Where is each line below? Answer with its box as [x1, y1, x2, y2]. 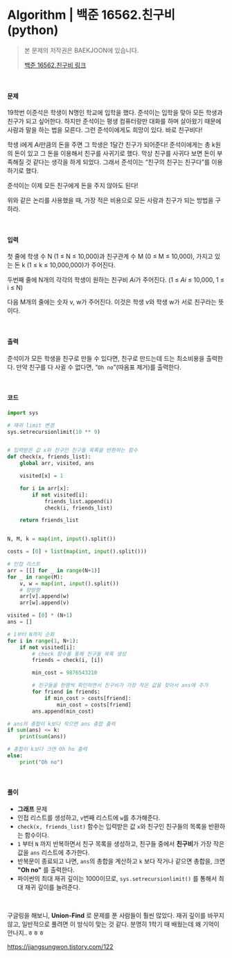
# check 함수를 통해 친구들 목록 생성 [32, 650, 127, 658]
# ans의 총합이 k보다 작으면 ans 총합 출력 [7, 720, 116, 727]
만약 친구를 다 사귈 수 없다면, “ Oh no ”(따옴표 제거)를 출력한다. [16, 363, 182, 371]
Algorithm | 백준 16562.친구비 [7, 7, 175, 23]
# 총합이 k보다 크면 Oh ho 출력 [7, 746, 88, 753]
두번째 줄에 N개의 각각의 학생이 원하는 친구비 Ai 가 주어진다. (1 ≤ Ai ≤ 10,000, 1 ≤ [7, 276, 225, 284]
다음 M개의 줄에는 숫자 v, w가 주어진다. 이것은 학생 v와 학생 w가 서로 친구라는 [7, 298, 217, 307]
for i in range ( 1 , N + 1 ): [7, 638, 79, 644]
